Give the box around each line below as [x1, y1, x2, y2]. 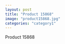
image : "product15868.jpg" [5, 16, 61, 21]
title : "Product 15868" [5, 12, 54, 17]
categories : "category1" [5, 21, 56, 26]
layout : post [5, 7, 32, 12]
